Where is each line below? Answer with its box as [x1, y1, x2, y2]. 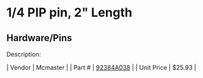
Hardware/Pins [6, 32, 72, 44]
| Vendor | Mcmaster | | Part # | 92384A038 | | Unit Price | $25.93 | [6, 64, 197, 71]
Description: [6, 50, 41, 58]
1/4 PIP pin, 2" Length [6, 5, 133, 21]
